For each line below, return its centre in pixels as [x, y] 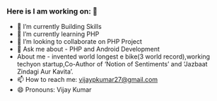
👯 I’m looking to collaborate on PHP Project [80, 42]
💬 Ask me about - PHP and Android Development [88, 49]
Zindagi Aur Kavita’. [45, 72]
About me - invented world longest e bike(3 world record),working [113, 57]
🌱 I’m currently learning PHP [58, 34]
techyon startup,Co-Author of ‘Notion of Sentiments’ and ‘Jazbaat [112, 64]
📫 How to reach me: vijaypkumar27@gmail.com [87, 80]
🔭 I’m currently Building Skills [59, 27]
